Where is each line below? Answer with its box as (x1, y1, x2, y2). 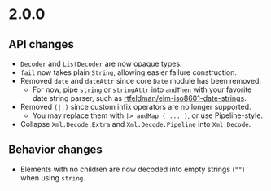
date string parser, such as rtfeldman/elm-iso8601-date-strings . (32, 93, 247, 102)
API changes (8, 37, 75, 51)
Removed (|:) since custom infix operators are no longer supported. (20, 102, 251, 111)
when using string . (20, 172, 85, 183)
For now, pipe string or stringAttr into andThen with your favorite (32, 85, 252, 94)
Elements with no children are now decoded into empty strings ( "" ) (20, 164, 246, 174)
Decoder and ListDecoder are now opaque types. (20, 59, 182, 68)
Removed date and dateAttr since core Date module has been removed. (20, 76, 262, 85)
